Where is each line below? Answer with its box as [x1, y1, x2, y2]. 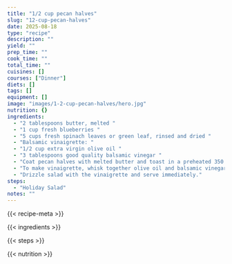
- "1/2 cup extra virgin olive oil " [13, 146, 122, 152]
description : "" [7, 36, 54, 43]
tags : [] [7, 87, 32, 94]
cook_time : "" [7, 55, 48, 62]
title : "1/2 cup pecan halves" [7, 10, 97, 17]
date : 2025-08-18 [7, 23, 57, 30]
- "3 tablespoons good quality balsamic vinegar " [13, 152, 162, 159]
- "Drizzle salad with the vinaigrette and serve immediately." [13, 171, 202, 178]
